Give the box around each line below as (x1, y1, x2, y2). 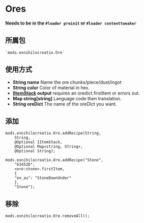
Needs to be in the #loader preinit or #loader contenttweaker (5, 20, 136, 26)
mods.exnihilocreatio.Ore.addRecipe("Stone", (5, 158, 103, 163)
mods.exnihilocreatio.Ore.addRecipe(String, (5, 131, 101, 136)
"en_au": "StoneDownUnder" (14, 175, 72, 181)
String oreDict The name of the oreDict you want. (12, 101, 117, 107)
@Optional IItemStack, (14, 140, 63, 145)
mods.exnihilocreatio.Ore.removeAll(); (5, 213, 90, 219)
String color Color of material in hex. (12, 84, 90, 91)
